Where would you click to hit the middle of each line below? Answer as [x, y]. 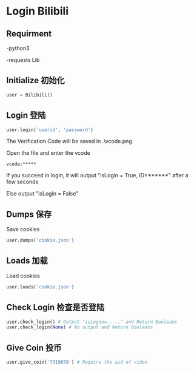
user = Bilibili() [29, 95]
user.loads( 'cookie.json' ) [40, 287]
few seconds [22, 182]
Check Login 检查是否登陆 [55, 308]
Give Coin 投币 [34, 348]
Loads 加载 [27, 261]
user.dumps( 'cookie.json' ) [40, 240]
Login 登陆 [26, 116]
